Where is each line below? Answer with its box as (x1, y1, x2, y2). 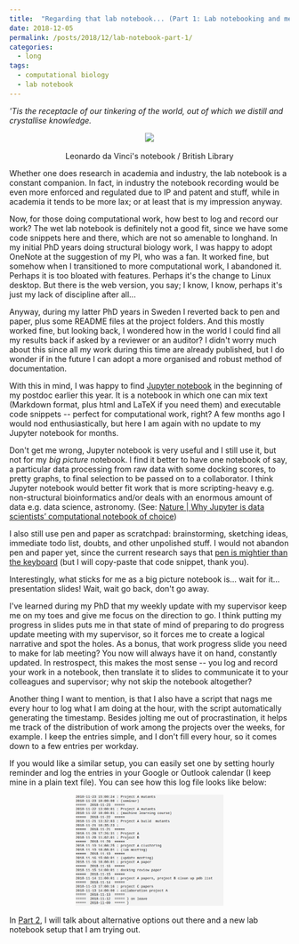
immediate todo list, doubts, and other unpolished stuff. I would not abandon (9, 537, 289, 548)
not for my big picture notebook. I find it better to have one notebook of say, (9, 454, 287, 464)
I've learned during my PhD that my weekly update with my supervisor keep (9, 601, 287, 611)
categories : (9, 43, 53, 52)
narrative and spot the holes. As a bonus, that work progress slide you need (9, 638, 287, 649)
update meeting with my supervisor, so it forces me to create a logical (9, 628, 265, 640)
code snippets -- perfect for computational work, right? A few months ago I (9, 408, 286, 419)
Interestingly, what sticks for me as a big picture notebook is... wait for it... (9, 574, 280, 585)
